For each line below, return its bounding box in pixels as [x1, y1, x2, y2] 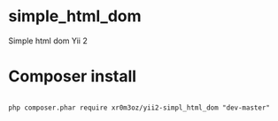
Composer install [8, 66, 137, 87]
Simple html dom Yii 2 [8, 35, 88, 46]
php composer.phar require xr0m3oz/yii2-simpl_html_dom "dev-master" [8, 103, 271, 112]
